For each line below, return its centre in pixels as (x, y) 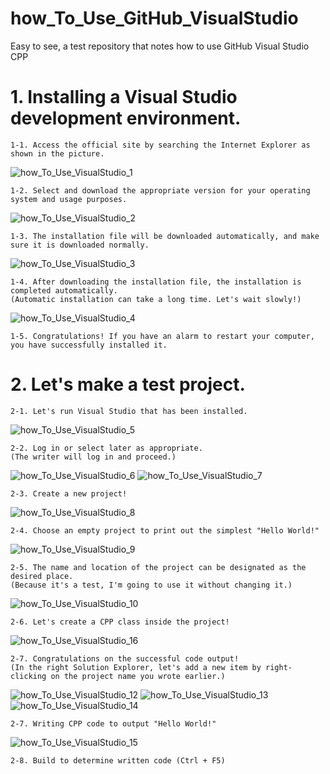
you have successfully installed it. (89, 345)
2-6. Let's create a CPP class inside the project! (120, 622)
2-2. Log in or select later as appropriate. (106, 448)
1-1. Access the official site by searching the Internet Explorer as (160, 145)
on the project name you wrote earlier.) (138, 676)
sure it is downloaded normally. (80, 245)
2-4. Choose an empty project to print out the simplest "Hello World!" (165, 530)
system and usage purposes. (69, 199)
